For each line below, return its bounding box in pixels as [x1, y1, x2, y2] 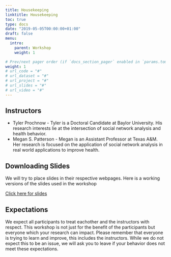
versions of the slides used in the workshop [5, 181, 97, 187]
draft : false [5, 31, 33, 36]
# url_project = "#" [5, 78, 49, 83]
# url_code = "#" [5, 69, 42, 74]
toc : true [5, 17, 26, 22]
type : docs [5, 21, 28, 27]
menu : [5, 36, 17, 41]
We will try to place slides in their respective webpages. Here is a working [5, 175, 160, 181]
